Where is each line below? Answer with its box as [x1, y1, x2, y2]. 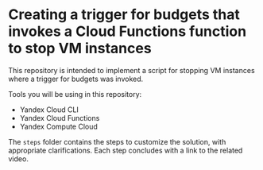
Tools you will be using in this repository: [8, 89, 142, 99]
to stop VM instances [8, 40, 153, 57]
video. [8, 153, 29, 164]
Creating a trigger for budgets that [8, 6, 241, 24]
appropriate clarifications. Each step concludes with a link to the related [8, 145, 243, 155]
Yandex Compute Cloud [19, 122, 98, 131]
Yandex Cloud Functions [19, 113, 100, 122]
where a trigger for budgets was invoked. [8, 74, 144, 83]
